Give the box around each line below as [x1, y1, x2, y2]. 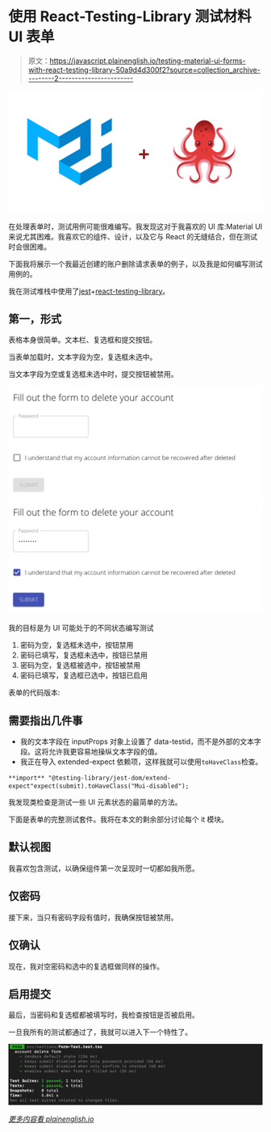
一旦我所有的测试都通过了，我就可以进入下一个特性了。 [8, 1028, 192, 1037]
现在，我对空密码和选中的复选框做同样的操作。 [8, 961, 164, 971]
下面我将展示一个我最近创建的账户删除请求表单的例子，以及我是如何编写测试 [8, 259, 263, 268]
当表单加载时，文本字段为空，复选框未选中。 [8, 353, 157, 362]
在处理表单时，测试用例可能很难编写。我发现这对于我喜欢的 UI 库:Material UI [8, 222, 263, 231]
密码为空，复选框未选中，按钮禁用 [19, 640, 134, 650]
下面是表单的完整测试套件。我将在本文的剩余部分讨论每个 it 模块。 [8, 814, 228, 825]
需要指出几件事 [8, 713, 83, 728]
